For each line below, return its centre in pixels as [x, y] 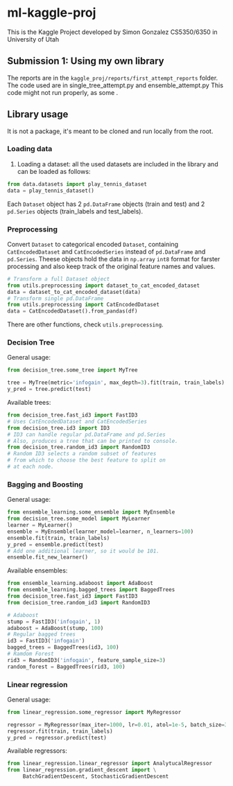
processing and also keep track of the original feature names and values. [111, 266]
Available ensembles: [37, 570]
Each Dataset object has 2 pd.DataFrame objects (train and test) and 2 [106, 204]
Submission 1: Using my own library [86, 61]
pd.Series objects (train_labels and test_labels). [75, 211]
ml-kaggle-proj [52, 13]
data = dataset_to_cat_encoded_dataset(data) [74, 292]
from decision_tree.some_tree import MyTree [72, 370]
